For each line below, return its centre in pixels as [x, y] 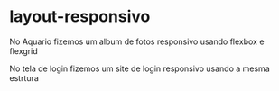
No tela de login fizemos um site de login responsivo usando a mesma [139, 68]
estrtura [24, 77]
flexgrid [23, 50]
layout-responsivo [80, 17]
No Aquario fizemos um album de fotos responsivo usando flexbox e [137, 41]
